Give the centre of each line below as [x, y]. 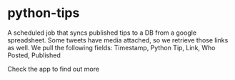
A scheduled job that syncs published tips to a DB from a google [102, 33]
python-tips [44, 13]
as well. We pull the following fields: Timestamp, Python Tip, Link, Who [111, 47]
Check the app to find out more [54, 69]
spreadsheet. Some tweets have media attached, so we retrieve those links [118, 40]
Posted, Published [34, 55]
